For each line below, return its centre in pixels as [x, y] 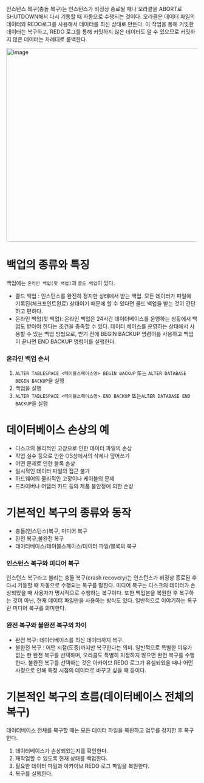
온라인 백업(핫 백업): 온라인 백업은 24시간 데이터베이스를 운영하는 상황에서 [103, 318]
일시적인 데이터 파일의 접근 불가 [52, 471]
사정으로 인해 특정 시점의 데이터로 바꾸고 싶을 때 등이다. [81, 670]
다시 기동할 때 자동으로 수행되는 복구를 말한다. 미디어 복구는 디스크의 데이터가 [98, 586]
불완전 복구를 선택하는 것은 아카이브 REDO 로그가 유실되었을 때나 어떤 [110, 662]
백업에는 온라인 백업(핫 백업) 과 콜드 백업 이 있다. [61, 283]
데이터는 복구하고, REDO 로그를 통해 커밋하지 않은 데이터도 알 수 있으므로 [93, 32]
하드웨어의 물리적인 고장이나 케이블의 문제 [65, 479]
